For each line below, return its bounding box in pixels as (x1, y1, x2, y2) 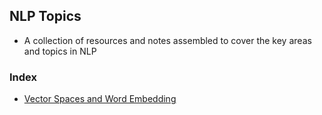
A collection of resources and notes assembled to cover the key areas (23, 34, 312, 46)
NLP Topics (9, 8, 82, 25)
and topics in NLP (23, 45, 97, 57)
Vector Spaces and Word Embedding (23, 93, 177, 105)
